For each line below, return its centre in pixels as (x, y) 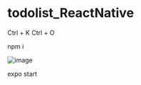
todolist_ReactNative (70, 13)
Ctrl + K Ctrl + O (31, 33)
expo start (22, 74)
